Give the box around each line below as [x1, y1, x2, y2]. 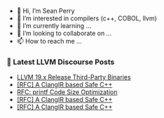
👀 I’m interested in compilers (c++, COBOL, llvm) [16, 14, 157, 22]
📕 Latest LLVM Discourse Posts [6, 57, 115, 67]
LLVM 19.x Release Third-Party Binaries [16, 73, 131, 81]
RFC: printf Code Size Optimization [16, 88, 118, 96]
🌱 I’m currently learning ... [16, 22, 92, 29]
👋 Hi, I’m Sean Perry [16, 7, 75, 15]
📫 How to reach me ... [16, 37, 82, 45]
